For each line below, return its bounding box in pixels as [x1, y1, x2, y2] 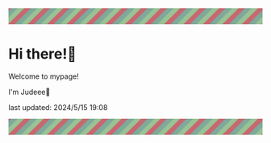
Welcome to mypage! [8, 71, 79, 81]
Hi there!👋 [8, 45, 77, 63]
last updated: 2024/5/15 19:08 [8, 102, 108, 112]
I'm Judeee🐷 [8, 87, 51, 96]
